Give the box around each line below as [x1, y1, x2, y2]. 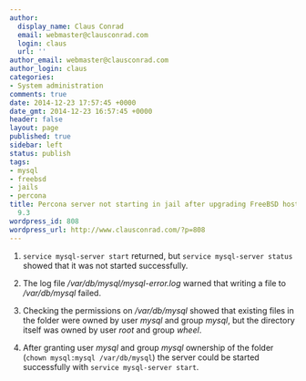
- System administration [9, 81, 104, 90]
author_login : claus [9, 65, 88, 74]
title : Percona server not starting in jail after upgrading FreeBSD [9, 200, 280, 210]
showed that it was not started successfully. [22, 260, 189, 271]
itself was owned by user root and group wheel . [22, 324, 202, 335]
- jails [9, 183, 39, 192]
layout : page [9, 124, 59, 133]
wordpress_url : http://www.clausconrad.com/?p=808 [9, 225, 206, 234]
